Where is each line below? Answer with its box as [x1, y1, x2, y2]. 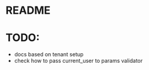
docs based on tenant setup [14, 51, 84, 58]
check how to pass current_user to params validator [14, 57, 143, 65]
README [5, 4, 51, 17]
